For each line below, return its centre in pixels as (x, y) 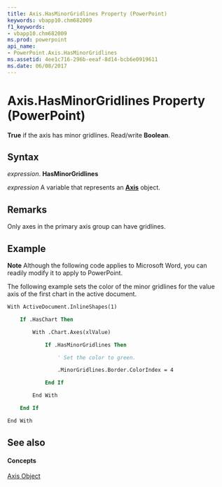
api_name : (22, 46)
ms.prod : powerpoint (37, 40)
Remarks (27, 209)
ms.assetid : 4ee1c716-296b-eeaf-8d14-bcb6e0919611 (83, 60)
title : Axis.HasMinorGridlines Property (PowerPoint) (88, 14)
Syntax (23, 157)
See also (26, 443)
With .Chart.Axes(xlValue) (72, 332)
